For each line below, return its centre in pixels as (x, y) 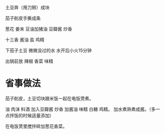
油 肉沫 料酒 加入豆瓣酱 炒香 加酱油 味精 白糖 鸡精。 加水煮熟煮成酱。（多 (80, 109)
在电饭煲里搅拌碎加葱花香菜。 (36, 126)
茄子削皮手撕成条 (23, 18)
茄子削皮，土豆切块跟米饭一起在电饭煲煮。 (49, 98)
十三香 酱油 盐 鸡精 (25, 40)
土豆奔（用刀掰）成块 (27, 7)
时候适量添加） (38, 115)
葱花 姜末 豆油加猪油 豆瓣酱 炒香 (39, 29)
